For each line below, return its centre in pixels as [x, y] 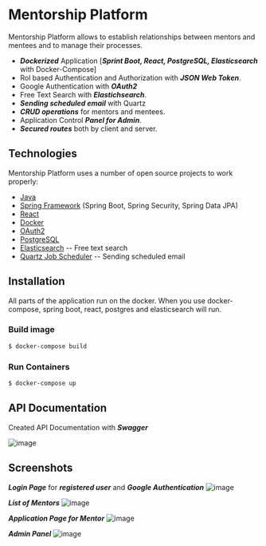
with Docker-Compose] [58, 69]
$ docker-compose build [48, 346]
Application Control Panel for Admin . [80, 120]
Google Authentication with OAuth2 [78, 86]
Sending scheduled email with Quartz [82, 103]
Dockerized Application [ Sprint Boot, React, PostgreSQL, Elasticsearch [139, 61]
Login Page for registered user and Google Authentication [106, 487]
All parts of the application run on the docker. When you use [107, 300]
